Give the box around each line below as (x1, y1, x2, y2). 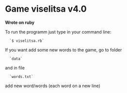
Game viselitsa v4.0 (5, 3, 87, 15)
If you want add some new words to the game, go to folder (5, 47, 122, 53)
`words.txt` (9, 74, 34, 79)
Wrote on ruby (5, 19, 35, 25)
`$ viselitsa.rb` (9, 38, 45, 43)
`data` (9, 56, 23, 61)
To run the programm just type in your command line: (5, 29, 111, 35)
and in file (5, 65, 25, 71)
